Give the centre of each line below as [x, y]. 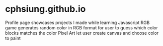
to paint [13, 38]
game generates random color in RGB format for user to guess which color [81, 27]
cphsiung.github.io [45, 9]
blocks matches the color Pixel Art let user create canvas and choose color [82, 33]
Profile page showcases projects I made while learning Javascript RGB [78, 23]
